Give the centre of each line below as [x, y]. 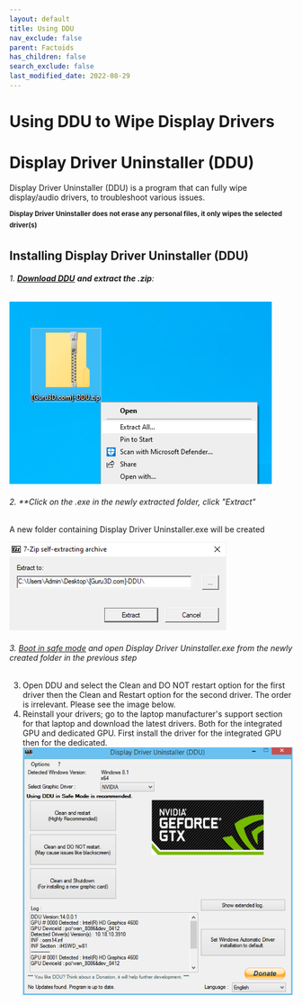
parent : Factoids [42, 48]
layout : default [40, 19]
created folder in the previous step [73, 657]
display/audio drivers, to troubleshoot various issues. [107, 197]
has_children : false [48, 57]
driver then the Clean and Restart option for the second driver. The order [157, 695]
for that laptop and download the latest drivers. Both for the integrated [152, 724]
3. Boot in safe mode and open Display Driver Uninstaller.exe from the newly [151, 647]
